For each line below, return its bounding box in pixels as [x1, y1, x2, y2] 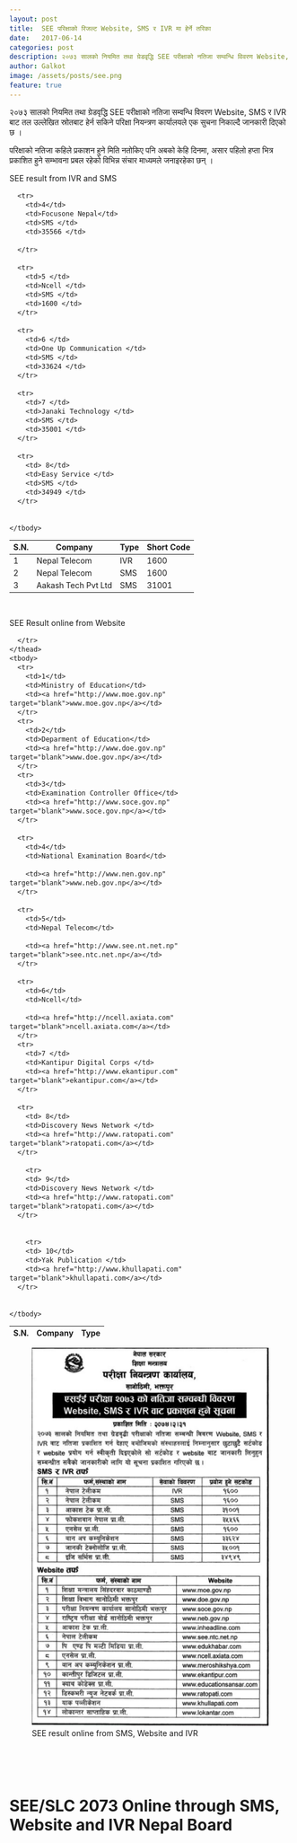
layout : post [9, 14, 58, 23]
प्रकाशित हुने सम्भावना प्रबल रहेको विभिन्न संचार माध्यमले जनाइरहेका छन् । [9, 154, 214, 165]
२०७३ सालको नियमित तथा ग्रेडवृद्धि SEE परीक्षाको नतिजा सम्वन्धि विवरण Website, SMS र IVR [9, 106, 287, 117]
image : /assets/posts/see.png [9, 72, 123, 81]
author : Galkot [9, 62, 66, 71]
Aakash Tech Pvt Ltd [36, 580, 112, 590]
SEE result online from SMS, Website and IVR [31, 1727, 199, 1738]
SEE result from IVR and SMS [9, 172, 118, 183]
